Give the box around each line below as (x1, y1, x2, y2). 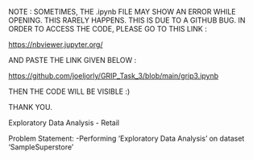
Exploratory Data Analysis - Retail (8, 118, 119, 128)
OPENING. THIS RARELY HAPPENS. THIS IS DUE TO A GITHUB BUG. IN (8, 15, 246, 25)
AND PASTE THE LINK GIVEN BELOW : (8, 56, 137, 65)
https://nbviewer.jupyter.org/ (8, 40, 103, 49)
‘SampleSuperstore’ (8, 142, 74, 152)
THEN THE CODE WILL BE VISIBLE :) (8, 86, 131, 96)
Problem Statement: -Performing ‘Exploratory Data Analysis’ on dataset (8, 133, 245, 143)
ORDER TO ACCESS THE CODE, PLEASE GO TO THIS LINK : (8, 24, 207, 33)
